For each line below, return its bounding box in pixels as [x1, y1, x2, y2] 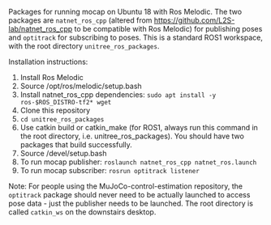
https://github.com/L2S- [153, 15, 235, 25]
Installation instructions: [8, 57, 88, 66]
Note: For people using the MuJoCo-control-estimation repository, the [8, 181, 243, 191]
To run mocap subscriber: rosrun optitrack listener [19, 166, 200, 175]
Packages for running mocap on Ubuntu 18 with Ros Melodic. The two [8, 7, 242, 16]
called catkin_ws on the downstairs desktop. [8, 207, 157, 217]
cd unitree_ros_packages [19, 116, 105, 124]
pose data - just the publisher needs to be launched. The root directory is [8, 198, 254, 208]
